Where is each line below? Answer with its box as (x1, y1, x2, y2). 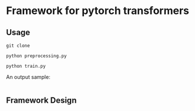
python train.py (6, 63, 46, 69)
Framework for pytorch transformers (6, 4, 190, 18)
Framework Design (6, 95, 77, 106)
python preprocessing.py (6, 53, 67, 59)
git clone (6, 43, 31, 48)
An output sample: (6, 74, 51, 80)
